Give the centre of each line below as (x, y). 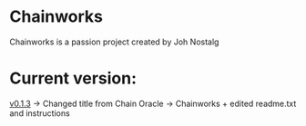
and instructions (40, 113)
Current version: (73, 78)
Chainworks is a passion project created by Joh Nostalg (114, 42)
